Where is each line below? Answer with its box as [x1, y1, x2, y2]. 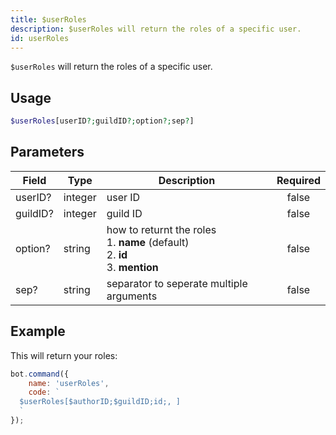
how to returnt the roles [106, 222, 217, 236]
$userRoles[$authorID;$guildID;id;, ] [19, 397, 182, 407]
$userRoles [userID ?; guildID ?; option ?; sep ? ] [10, 116, 195, 126]
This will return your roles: [10, 349, 118, 361]
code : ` [28, 387, 60, 398]
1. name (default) [106, 235, 190, 249]
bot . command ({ [10, 369, 70, 379]
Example [10, 323, 66, 340]
